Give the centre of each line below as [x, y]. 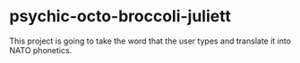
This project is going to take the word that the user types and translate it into [150, 41]
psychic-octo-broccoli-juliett [120, 16]
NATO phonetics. [41, 50]
